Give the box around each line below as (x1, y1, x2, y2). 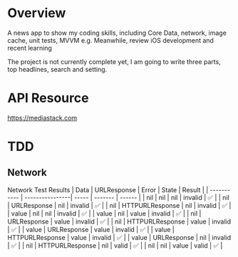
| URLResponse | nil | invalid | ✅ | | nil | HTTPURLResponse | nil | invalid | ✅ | (7, 201, 232, 209)
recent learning (7, 43, 52, 52)
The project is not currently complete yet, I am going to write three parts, (7, 57, 221, 65)
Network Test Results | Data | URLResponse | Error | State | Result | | (7, 185, 209, 194)
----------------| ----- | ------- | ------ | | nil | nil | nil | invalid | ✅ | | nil (24, 193, 229, 201)
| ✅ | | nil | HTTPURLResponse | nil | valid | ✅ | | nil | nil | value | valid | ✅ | (7, 241, 223, 250)
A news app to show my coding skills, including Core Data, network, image (7, 28, 227, 37)
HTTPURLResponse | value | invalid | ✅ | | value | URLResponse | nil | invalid (7, 233, 232, 241)
